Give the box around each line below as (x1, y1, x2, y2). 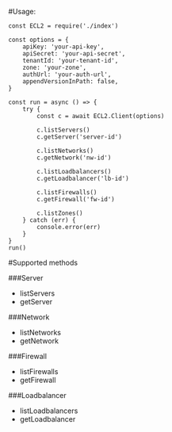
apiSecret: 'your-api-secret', (22, 50, 126, 58)
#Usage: (8, 7, 36, 16)
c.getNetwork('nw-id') (36, 154, 112, 162)
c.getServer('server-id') (36, 133, 123, 141)
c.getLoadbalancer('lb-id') (36, 174, 129, 182)
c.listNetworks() (36, 147, 94, 155)
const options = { (8, 36, 69, 44)
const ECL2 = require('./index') (8, 22, 119, 30)
